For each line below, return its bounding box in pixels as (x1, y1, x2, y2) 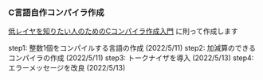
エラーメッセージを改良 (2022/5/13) (8, 63, 126, 73)
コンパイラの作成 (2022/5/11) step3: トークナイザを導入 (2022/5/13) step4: (8, 53, 254, 63)
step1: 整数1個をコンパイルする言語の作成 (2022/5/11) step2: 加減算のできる (8, 44, 257, 53)
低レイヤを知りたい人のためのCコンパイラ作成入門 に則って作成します (8, 26, 239, 36)
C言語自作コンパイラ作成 (8, 6, 105, 17)
